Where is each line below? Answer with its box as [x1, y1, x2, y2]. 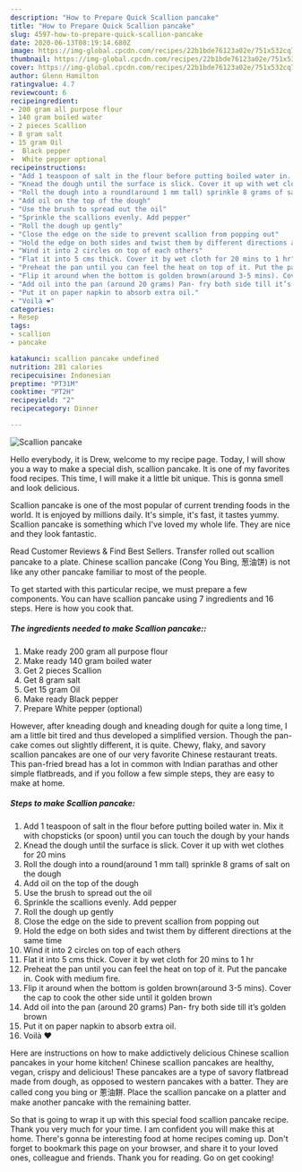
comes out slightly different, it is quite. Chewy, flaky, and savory [30, 739, 267, 750]
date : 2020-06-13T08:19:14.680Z [10, 38, 131, 47]
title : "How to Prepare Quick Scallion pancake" [10, 22, 195, 30]
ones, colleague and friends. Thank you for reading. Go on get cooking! [10, 1152, 274, 1163]
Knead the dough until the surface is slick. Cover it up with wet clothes [22, 840, 285, 850]
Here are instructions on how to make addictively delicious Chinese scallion [10, 1047, 289, 1058]
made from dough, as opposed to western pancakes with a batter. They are [10, 1076, 289, 1087]
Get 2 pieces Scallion [22, 665, 102, 676]
